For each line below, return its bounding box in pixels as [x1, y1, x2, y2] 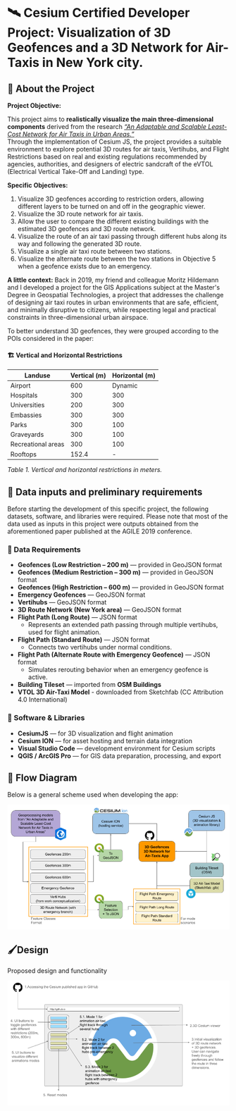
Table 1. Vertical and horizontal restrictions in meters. [7, 466, 163, 474]
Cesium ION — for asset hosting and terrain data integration [17, 736, 192, 745]
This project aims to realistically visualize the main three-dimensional [7, 115, 213, 123]
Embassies [10, 411, 42, 419]
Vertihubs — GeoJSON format [17, 598, 107, 607]
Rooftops [10, 449, 37, 458]
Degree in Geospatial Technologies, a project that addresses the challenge [7, 291, 224, 299]
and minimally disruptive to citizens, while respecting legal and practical [7, 306, 216, 314]
